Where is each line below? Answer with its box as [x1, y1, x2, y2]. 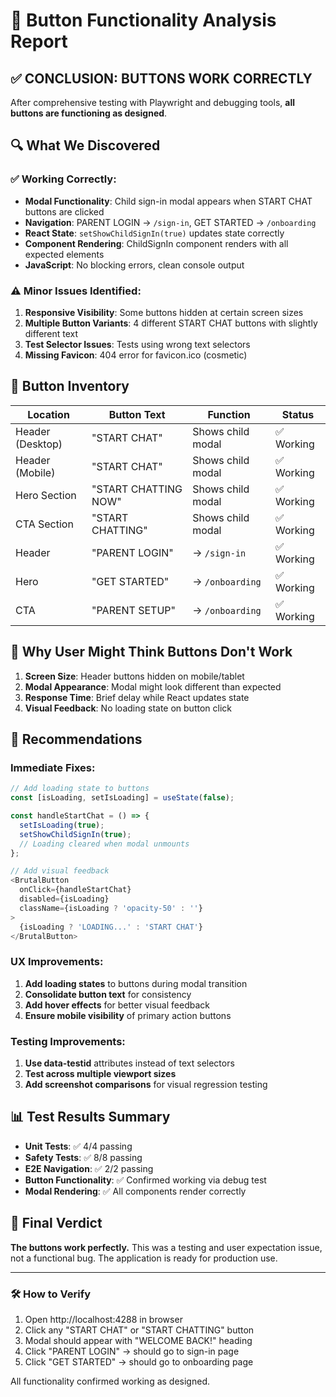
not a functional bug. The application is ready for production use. [10, 1252, 278, 1264]
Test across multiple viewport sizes [24, 1068, 177, 1080]
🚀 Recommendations [10, 731, 143, 748]
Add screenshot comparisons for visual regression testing [24, 1079, 268, 1091]
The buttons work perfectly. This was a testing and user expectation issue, [10, 1241, 323, 1253]
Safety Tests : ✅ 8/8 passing [24, 1151, 143, 1163]
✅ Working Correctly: [10, 172, 117, 186]
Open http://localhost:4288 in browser [24, 1313, 183, 1325]
